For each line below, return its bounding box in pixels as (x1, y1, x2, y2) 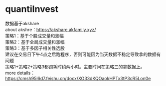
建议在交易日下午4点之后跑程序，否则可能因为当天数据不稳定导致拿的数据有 (5, 51, 161, 57)
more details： (5, 70, 35, 76)
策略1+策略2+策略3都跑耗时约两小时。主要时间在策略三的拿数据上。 (5, 63, 145, 70)
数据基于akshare (5, 20, 39, 26)
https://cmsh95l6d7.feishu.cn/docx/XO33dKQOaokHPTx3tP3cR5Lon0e (5, 75, 151, 81)
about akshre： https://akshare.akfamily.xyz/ (5, 26, 96, 33)
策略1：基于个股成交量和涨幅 (5, 33, 64, 39)
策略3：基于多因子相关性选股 (5, 45, 65, 51)
